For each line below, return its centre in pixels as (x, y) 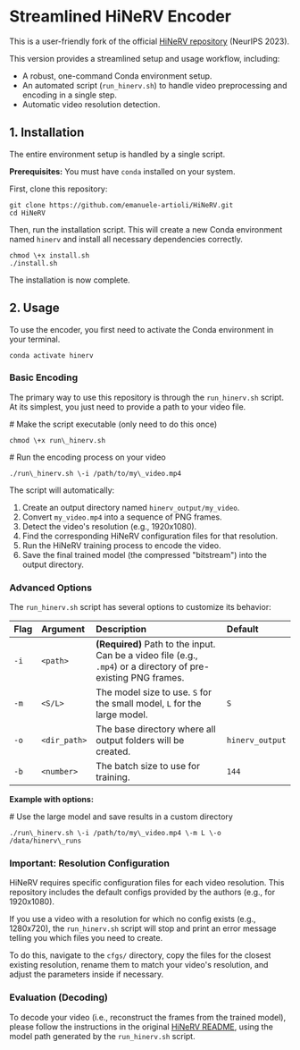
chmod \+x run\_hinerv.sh (57, 440)
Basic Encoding (44, 377)
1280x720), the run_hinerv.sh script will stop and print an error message (143, 928)
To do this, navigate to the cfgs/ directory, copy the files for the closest (140, 955)
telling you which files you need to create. (86, 938)
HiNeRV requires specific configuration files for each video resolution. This (147, 883)
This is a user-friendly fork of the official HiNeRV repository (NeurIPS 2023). (150, 41)
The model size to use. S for (154, 692)
